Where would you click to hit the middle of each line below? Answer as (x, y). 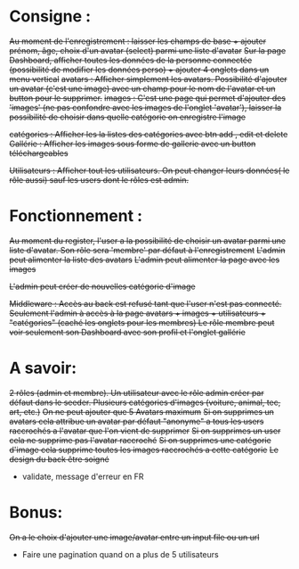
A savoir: (43, 368)
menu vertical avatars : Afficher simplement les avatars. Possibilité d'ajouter (148, 78)
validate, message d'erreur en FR (83, 476)
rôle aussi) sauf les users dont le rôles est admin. (99, 179)
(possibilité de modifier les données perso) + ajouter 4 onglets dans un (139, 70)
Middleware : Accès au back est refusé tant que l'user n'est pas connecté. (145, 303)
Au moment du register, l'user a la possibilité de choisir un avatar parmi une (148, 240)
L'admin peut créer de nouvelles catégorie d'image (102, 286)
